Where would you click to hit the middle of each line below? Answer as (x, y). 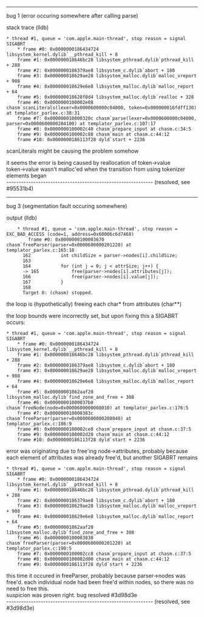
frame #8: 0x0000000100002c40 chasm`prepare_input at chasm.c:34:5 (104, 129)
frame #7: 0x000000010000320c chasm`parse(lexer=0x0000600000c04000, (107, 119)
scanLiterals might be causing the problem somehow (73, 151)
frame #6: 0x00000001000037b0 (56, 402)
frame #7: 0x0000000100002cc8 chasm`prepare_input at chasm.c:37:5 (104, 554)
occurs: (16, 322)
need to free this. (28, 588)
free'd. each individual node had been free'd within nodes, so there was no (100, 582)
